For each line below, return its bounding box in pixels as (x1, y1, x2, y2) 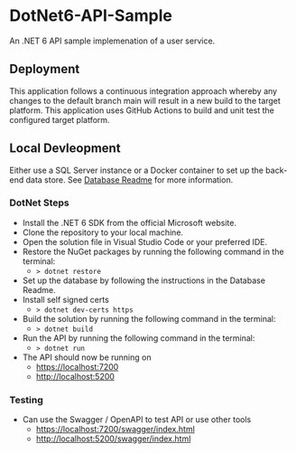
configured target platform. (9, 114, 110, 125)
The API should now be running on (22, 352, 152, 363)
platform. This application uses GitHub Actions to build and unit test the (9, 105, 275, 116)
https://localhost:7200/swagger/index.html (35, 424, 196, 435)
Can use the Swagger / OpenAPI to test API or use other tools (22, 414, 252, 425)
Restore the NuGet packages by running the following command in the (22, 246, 284, 257)
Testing (9, 393, 43, 406)
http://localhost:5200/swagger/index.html (35, 433, 191, 444)
